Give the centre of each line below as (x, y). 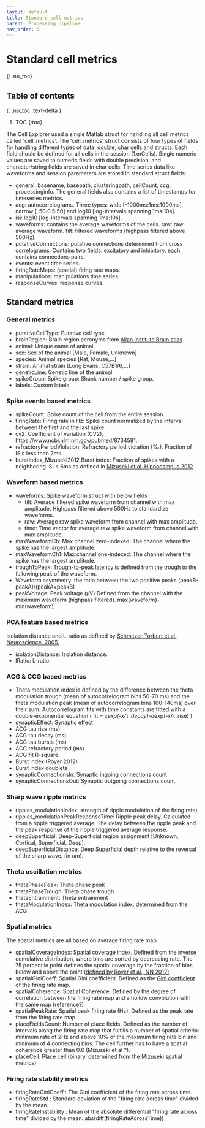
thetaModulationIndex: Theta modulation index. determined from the (101, 904)
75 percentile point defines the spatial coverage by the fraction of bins (104, 965)
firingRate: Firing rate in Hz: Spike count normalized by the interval (99, 421)
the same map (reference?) (50, 1004)
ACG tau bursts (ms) (41, 742)
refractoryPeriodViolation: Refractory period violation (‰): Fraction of (104, 447)
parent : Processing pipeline (43, 23)
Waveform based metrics (45, 482)
